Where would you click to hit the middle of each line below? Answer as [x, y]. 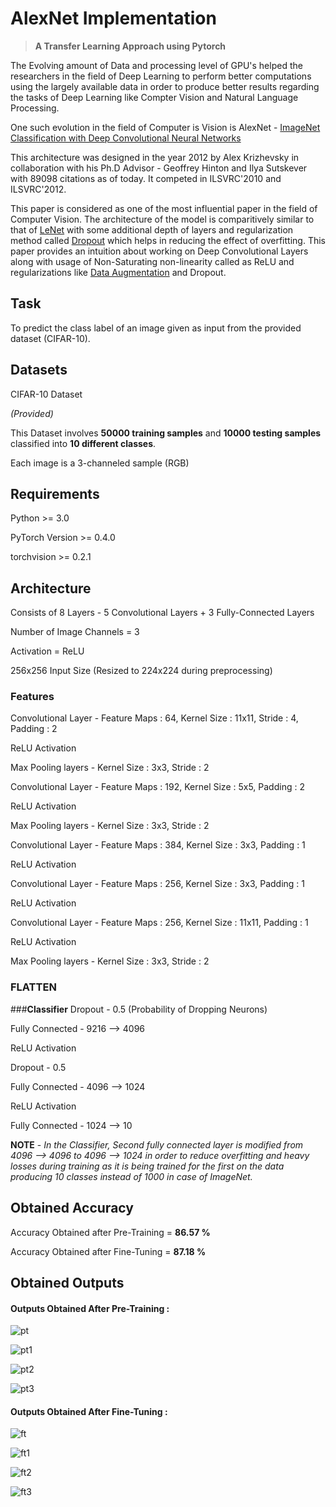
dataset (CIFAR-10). [50, 338]
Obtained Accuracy [72, 1208]
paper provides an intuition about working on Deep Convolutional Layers [159, 251]
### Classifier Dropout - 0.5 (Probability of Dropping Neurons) [139, 1009]
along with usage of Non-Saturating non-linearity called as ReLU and [152, 261]
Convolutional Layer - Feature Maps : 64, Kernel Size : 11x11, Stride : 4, [154, 718]
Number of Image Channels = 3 [75, 632]
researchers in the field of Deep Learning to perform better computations [161, 76]
